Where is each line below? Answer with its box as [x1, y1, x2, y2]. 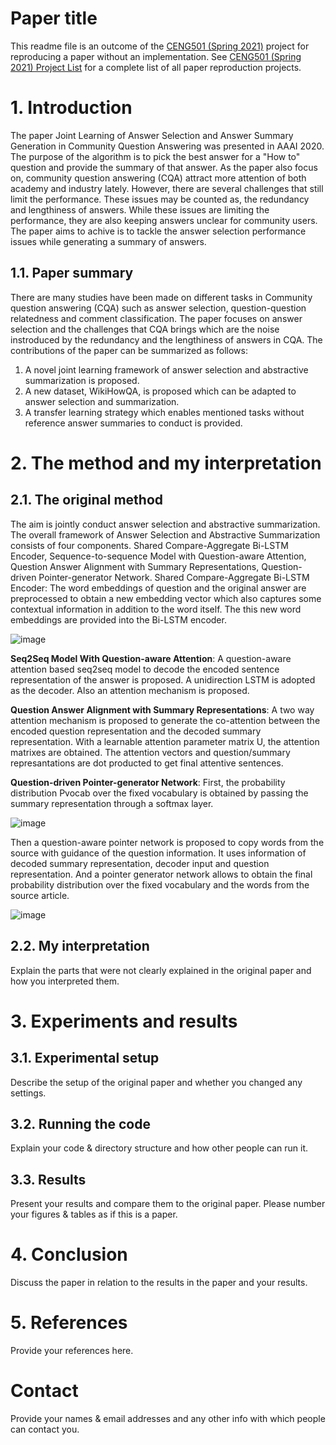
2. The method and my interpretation [10, 452, 322, 474]
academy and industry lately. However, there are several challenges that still [10, 182, 324, 194]
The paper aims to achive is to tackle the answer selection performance [10, 225, 307, 237]
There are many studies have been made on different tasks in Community [10, 291, 313, 303]
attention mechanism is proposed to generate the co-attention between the [10, 714, 321, 726]
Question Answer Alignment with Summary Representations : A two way [10, 703, 315, 716]
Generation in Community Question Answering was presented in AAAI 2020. [10, 140, 325, 152]
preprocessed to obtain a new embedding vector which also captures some [10, 592, 322, 604]
